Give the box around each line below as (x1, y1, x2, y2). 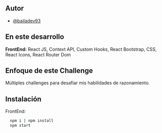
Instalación (5, 95, 42, 103)
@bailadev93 (12, 17, 41, 24)
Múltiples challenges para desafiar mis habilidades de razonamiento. (5, 80, 150, 86)
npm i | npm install (10, 118, 54, 123)
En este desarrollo (5, 33, 64, 41)
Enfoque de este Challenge (5, 66, 93, 75)
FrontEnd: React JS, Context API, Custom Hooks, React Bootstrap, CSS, (5, 46, 157, 52)
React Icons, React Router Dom (5, 51, 71, 58)
